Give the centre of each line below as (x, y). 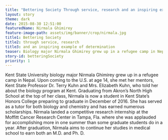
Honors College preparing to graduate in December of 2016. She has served (84, 101)
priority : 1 (17, 61)
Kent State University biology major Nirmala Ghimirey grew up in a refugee (82, 75)
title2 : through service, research (42, 42)
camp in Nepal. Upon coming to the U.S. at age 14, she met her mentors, (79, 80)
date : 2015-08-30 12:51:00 (33, 24)
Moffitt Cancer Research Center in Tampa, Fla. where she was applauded (81, 117)
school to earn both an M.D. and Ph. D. (45, 133)
